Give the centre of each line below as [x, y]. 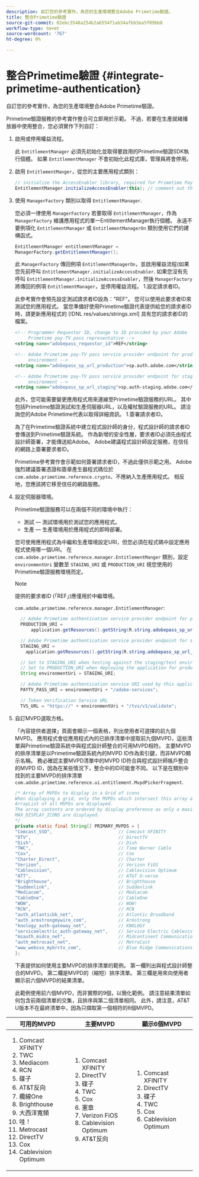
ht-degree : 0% [24, 39]
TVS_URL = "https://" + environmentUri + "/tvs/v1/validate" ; [99, 706]
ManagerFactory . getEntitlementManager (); [67, 252]
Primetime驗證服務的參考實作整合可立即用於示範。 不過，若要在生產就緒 [94, 118]
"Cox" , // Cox [74, 854]
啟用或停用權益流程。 [41, 139]
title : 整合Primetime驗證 [36, 17]
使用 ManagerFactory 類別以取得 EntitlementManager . [78, 200]
